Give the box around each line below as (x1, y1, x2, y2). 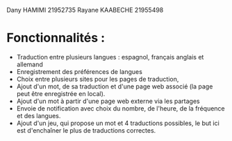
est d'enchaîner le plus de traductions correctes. (16, 126, 156, 134)
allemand (16, 60, 43, 68)
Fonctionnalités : (6, 30, 106, 46)
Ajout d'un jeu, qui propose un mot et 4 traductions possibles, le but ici (16, 119, 219, 127)
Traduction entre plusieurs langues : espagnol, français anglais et (16, 53, 204, 61)
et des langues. (16, 111, 61, 120)
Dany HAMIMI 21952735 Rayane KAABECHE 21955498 (6, 6, 164, 14)
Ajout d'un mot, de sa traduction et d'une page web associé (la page (16, 82, 213, 91)
